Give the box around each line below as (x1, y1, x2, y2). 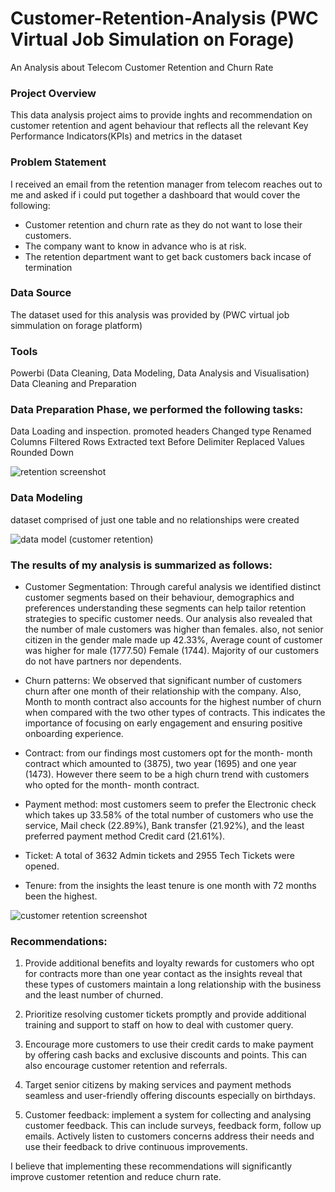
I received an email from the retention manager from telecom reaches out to (10, 178, 323, 190)
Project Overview (10, 86, 97, 100)
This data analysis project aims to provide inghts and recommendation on (10, 109, 313, 121)
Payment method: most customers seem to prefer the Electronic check (24, 798, 317, 811)
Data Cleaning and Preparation (10, 378, 137, 390)
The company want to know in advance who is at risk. (24, 240, 247, 252)
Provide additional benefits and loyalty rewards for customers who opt (24, 957, 315, 969)
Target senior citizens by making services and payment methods (24, 1079, 292, 1091)
